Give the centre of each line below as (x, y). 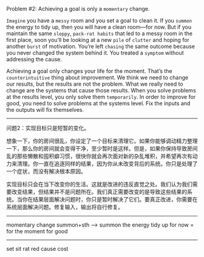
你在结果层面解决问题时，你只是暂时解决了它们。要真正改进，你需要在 (110, 199)
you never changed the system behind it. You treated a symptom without (95, 53)
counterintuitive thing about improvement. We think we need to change (97, 77)
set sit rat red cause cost (37, 249)
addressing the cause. (34, 59)
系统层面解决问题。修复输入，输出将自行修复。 (65, 207)
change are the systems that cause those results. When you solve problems (101, 90)
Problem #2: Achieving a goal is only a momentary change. (78, 9)
